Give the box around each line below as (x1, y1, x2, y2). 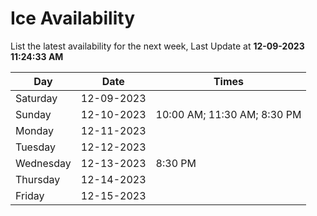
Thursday (15, 172, 61, 186)
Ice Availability (10, 7, 135, 30)
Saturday (15, 91, 58, 105)
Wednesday (15, 156, 72, 170)
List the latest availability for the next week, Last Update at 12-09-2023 (10, 40, 305, 52)
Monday (15, 123, 55, 137)
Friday (15, 188, 45, 202)
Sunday (15, 107, 52, 121)
